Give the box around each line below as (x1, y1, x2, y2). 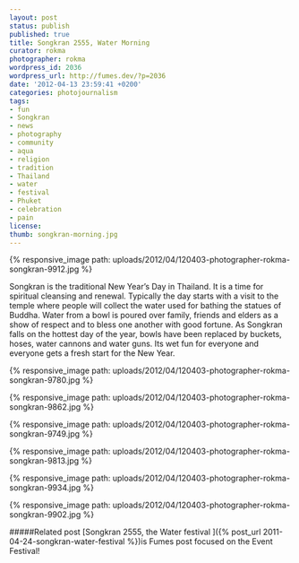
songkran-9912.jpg (9, 264, 80, 274)
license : (9, 221, 42, 230)
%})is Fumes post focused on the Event (126, 536, 273, 547)
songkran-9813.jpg (9, 455, 80, 466)
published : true (9, 30, 70, 39)
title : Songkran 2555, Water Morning (9, 38, 150, 48)
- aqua (9, 146, 34, 155)
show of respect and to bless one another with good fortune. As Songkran (9, 319, 284, 330)
